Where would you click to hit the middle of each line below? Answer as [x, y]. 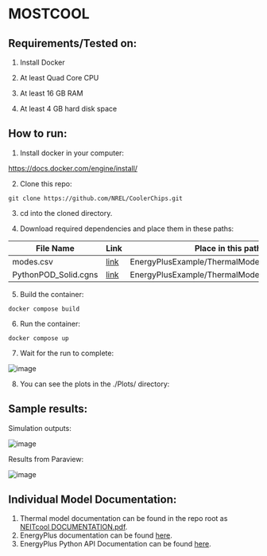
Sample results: [48, 409]
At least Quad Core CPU [59, 78]
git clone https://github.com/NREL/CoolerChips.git [95, 198]
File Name [55, 248]
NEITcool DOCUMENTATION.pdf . [74, 527]
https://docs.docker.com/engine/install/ [73, 168]
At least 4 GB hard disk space [68, 109]
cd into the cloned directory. [66, 213]
